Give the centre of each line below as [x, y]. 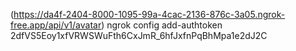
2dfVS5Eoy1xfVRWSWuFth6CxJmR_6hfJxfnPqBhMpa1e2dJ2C [139, 35]
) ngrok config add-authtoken [162, 25]
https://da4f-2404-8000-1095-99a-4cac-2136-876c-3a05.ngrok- [149, 14]
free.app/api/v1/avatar [56, 25]
